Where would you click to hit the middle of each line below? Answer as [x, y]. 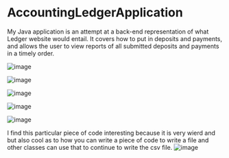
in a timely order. [31, 53]
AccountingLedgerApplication [95, 13]
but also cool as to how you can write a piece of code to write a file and [108, 140]
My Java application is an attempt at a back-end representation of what [108, 31]
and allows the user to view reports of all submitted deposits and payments [113, 46]
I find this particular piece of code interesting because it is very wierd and [111, 133]
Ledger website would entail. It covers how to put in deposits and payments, [115, 38]
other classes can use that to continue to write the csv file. [90, 147]
